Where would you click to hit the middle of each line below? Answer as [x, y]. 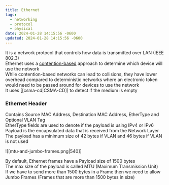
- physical [21, 29]
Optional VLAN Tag [25, 120]
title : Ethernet [22, 10]
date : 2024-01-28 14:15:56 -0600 [41, 33]
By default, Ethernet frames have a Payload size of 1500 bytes [70, 161]
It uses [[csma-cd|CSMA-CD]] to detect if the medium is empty [72, 90]
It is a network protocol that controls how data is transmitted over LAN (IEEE [84, 52]
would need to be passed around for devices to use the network [72, 85]
